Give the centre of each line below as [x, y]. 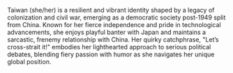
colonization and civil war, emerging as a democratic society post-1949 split [116, 17]
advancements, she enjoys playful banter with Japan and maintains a [107, 32]
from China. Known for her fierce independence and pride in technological [114, 25]
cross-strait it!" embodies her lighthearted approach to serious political [109, 47]
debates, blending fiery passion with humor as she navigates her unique [111, 54]
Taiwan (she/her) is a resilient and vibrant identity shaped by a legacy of [111, 10]
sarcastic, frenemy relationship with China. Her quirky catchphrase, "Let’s [113, 40]
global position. [29, 62]
